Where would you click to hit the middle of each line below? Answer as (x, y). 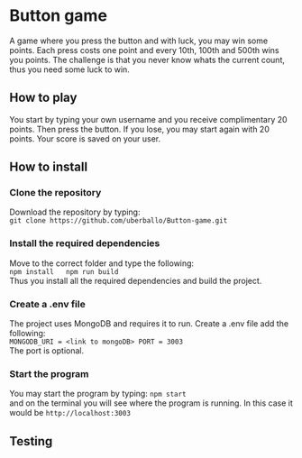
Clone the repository (55, 193)
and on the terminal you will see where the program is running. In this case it (151, 403)
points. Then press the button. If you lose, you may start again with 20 (140, 129)
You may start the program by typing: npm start (98, 394)
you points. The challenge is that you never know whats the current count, (147, 60)
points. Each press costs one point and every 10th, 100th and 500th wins (144, 50)
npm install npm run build (64, 271)
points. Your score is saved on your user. (85, 138)
